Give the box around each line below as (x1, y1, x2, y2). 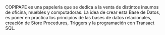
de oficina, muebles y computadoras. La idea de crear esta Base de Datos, (5, 9, 160, 15)
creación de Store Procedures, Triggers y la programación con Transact (5, 20, 155, 26)
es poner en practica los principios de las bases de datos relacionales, (5, 15, 152, 20)
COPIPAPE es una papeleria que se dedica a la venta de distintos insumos (5, 4, 159, 10)
